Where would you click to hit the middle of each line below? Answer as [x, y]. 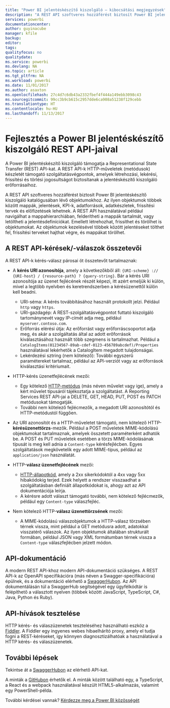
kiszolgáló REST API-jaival [61, 149]
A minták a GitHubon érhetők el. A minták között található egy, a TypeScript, [84, 680]
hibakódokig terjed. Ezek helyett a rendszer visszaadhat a [80, 480]
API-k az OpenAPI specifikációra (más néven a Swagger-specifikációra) [80, 576]
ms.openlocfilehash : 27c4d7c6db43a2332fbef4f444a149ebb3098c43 [73, 95]
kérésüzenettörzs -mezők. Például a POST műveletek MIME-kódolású [85, 428]
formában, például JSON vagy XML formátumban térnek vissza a [88, 537]
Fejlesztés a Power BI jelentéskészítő [84, 139]
